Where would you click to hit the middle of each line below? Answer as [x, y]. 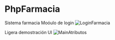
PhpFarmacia [32, 9]
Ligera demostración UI [28, 32]
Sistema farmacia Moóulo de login [39, 23]
